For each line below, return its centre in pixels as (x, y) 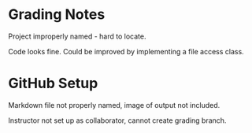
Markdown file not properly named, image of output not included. (114, 105)
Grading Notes (57, 15)
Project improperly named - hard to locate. (77, 36)
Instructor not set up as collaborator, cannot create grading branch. (117, 120)
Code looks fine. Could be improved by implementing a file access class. (126, 51)
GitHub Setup (53, 83)
